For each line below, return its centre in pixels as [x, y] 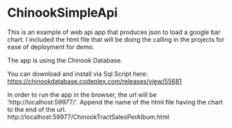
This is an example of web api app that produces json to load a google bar [114, 32]
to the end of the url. [37, 109]
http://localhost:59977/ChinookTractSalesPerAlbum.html [88, 117]
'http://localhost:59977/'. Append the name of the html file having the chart [115, 102]
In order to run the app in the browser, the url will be [82, 95]
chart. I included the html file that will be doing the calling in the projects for [116, 39]
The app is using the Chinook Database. [65, 60]
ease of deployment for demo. [51, 47]
